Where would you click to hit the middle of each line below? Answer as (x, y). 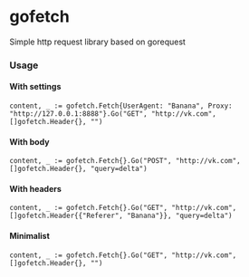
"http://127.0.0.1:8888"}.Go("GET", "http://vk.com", (113, 114)
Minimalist (29, 236)
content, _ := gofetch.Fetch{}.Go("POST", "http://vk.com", (125, 161)
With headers (35, 188)
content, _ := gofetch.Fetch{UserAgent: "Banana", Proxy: (121, 106)
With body (29, 141)
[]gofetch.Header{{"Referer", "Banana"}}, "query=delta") (121, 216)
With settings (35, 87)
